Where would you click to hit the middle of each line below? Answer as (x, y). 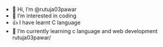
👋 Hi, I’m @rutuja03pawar (44, 9)
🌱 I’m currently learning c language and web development (85, 31)
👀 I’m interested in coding (44, 16)
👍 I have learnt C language (46, 22)
